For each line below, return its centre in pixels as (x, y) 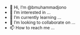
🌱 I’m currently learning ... (35, 17)
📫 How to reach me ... (32, 28)
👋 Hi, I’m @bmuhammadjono (38, 7)
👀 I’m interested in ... (30, 12)
